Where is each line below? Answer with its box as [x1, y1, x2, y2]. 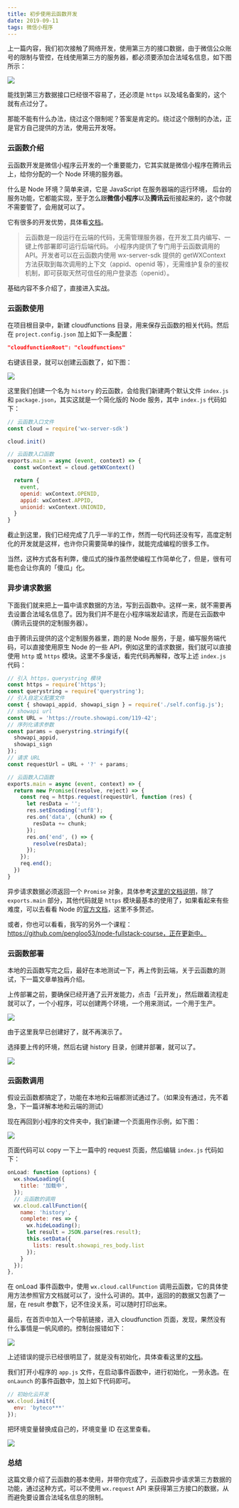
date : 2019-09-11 [7, 17, 59, 24]
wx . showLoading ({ [14, 1176, 65, 1183]
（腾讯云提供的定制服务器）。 [7, 618, 92, 627]
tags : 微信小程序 [7, 24, 53, 31]
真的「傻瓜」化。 [38, 564, 89, 572]
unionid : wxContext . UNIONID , [20, 504, 107, 511]
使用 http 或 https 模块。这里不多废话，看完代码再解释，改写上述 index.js [7, 651, 226, 660]
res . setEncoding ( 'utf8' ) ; [26, 807, 103, 814]
